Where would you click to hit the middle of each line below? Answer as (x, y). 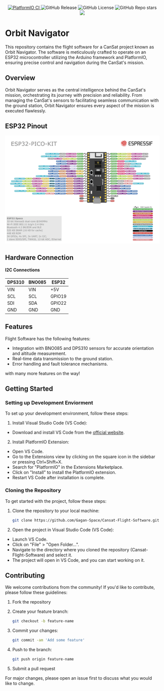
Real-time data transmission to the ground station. (63, 358)
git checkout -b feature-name (43, 621)
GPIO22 (59, 303)
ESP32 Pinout (26, 126)
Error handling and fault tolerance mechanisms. (60, 364)
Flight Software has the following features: (48, 339)
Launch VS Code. (30, 539)
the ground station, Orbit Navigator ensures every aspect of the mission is (80, 105)
